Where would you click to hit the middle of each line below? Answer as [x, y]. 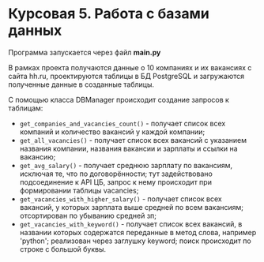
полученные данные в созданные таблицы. [81, 84]
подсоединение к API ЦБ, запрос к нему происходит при [115, 182]
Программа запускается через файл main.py [85, 52]
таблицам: [26, 108]
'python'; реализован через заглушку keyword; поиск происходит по [135, 241]
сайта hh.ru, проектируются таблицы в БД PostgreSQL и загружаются [126, 76]
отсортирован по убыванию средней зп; [88, 215]
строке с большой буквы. [63, 249]
